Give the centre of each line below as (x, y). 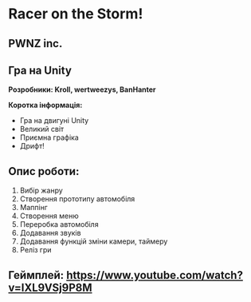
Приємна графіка (49, 137)
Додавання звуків (50, 233)
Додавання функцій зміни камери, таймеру (94, 241)
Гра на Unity (40, 70)
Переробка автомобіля (59, 225)
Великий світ (42, 129)
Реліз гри (35, 250)
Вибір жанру (41, 191)
